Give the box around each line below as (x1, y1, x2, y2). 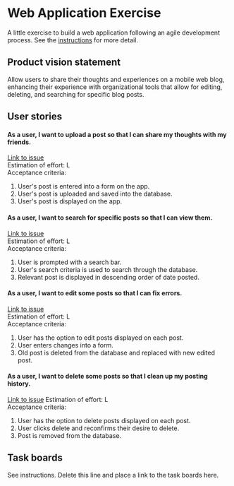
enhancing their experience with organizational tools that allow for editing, (7, 83, 223, 91)
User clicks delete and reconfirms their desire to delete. (17, 424, 180, 432)
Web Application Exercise (7, 5, 161, 21)
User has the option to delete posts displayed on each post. (17, 416, 191, 425)
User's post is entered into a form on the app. (17, 182, 150, 191)
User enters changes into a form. (17, 340, 114, 349)
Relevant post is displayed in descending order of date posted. (17, 273, 199, 281)
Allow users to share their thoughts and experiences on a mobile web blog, (7, 75, 225, 83)
